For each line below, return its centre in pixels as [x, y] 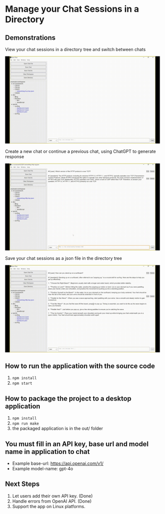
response [15, 156]
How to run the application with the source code [80, 366]
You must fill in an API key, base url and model [77, 444]
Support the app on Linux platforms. [49, 506]
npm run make [26, 424]
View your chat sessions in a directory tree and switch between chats [75, 49]
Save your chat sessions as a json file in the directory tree [64, 258]
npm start [22, 384]
